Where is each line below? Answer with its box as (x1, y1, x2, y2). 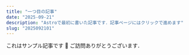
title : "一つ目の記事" (6, 8, 57, 15)
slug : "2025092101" (6, 25, 55, 31)
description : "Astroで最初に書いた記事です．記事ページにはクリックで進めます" (6, 20, 184, 25)
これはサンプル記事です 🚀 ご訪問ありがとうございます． (6, 42, 143, 49)
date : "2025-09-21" (6, 14, 55, 20)
